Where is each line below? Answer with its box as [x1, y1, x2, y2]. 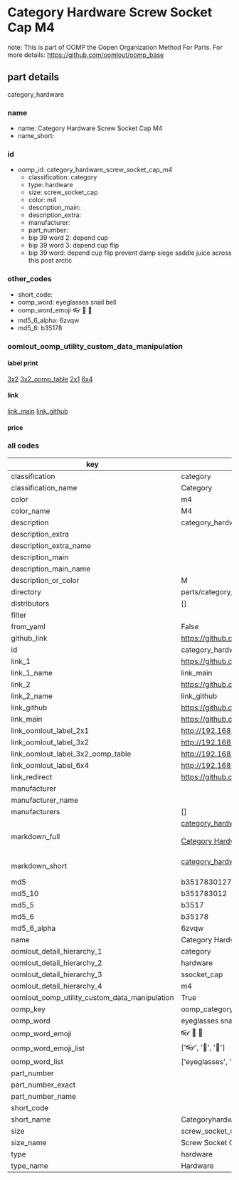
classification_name [11, 483, 78, 492]
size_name [11, 1137, 47, 1147]
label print [7, 359, 38, 367]
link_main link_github [7, 406, 69, 415]
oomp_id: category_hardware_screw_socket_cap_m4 [17, 165, 173, 174]
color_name [11, 506, 51, 516]
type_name [11, 1161, 48, 1171]
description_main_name [11, 564, 91, 574]
